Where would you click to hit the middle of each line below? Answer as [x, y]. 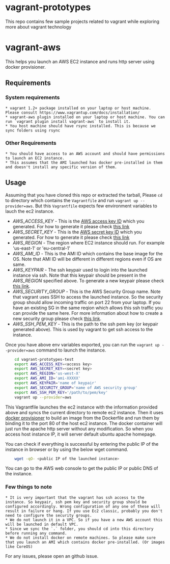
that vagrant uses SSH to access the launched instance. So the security [88, 297]
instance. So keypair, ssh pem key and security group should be [76, 502]
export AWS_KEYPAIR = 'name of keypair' [55, 383]
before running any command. [36, 533]
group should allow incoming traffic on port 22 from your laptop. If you [87, 302]
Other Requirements [31, 143]
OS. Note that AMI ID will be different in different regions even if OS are [87, 259]
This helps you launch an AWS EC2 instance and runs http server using [80, 61]
